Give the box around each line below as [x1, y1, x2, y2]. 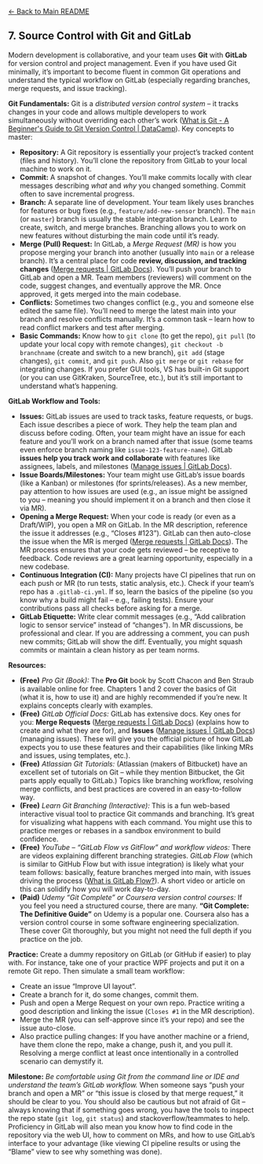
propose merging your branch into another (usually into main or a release [19, 247, 255, 257]
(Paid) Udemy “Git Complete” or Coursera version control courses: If [19, 892, 243, 902]
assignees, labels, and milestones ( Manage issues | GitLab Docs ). [19, 461, 232, 470]
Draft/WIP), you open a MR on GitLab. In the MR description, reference [19, 520, 248, 529]
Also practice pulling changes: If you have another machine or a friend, [19, 1031, 250, 1041]
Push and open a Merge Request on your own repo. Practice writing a [19, 997, 245, 1008]
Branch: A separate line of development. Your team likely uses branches [19, 197, 254, 207]
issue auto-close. [19, 1023, 76, 1032]
